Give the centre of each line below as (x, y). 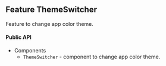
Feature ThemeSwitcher (51, 10)
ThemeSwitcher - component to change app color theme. (92, 57)
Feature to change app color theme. (49, 24)
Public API (19, 37)
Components (30, 51)
